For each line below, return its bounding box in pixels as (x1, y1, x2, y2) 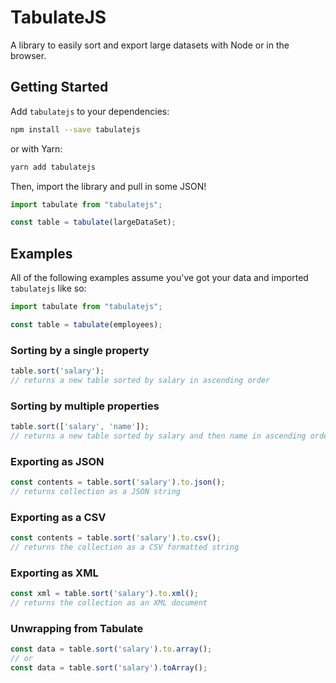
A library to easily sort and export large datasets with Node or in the (10, 39, 290, 51)
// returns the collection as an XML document (10, 598, 208, 608)
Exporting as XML (10, 566, 99, 580)
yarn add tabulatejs (10, 162, 97, 172)
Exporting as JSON (10, 454, 105, 468)
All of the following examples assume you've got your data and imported (10, 272, 309, 284)
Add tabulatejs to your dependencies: (10, 105, 170, 117)
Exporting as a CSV (10, 510, 107, 524)
